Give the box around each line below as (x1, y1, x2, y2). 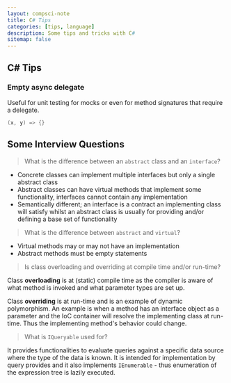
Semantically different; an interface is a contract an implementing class (17, 199, 221, 209)
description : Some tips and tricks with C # (7, 29, 136, 37)
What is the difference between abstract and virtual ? (24, 228, 181, 236)
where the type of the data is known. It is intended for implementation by (7, 353, 216, 361)
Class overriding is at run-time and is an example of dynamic (7, 297, 183, 305)
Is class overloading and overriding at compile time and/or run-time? (24, 262, 221, 271)
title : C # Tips (7, 17, 51, 24)
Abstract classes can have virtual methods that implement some (17, 185, 202, 193)
